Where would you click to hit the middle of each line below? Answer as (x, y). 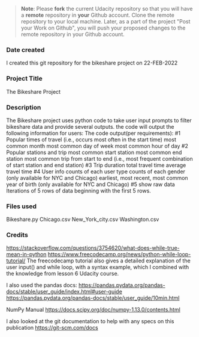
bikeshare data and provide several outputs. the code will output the (90, 126)
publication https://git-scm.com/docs (52, 328)
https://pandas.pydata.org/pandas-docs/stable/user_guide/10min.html (93, 298)
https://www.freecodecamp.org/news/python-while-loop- (119, 255)
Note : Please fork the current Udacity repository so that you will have (107, 9)
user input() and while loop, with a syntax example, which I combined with (98, 267)
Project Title (25, 79)
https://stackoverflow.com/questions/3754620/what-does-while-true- (93, 248)
